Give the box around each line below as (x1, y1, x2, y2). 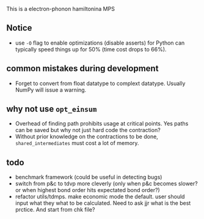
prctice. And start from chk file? (15, 206, 95, 213)
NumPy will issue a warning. (15, 86, 87, 94)
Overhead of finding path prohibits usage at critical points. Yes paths (15, 120, 189, 127)
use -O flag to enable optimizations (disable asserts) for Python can (15, 39, 185, 46)
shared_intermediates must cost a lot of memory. (15, 139, 139, 147)
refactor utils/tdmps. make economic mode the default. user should (15, 193, 185, 201)
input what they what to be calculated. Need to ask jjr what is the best (15, 199, 191, 207)
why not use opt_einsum (6, 104, 97, 114)
